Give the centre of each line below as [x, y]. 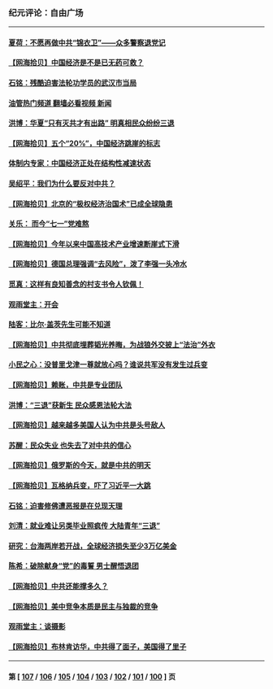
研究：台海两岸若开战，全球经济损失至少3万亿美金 [93, 546]
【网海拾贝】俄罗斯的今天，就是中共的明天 [80, 465]
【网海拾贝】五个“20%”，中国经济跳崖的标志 [84, 143]
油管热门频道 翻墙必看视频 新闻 [60, 102]
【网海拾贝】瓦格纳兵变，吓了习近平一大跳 [80, 485]
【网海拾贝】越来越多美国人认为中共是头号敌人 [87, 425]
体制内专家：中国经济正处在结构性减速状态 [80, 164]
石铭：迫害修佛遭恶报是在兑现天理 [65, 505]
